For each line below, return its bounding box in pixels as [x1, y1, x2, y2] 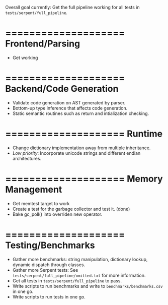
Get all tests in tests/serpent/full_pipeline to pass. [12, 277, 122, 284]
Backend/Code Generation [5, 83, 119, 95]
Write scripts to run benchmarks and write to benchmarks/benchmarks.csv [12, 283, 163, 289]
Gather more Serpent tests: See [12, 267, 78, 273]
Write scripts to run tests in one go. [12, 293, 86, 299]
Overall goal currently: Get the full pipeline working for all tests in [5, 5, 140, 10]
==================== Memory [5, 173, 163, 185]
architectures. [12, 155, 42, 161]
